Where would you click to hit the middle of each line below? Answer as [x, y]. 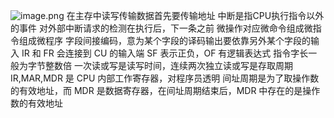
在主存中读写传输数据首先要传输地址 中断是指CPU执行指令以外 [195, 15]
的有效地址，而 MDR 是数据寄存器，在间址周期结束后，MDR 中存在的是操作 [165, 90]
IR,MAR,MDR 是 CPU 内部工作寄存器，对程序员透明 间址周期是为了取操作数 [165, 78]
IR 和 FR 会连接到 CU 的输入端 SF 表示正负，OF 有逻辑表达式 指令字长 [165, 53]
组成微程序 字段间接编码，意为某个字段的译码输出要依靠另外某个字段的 [164, 40]
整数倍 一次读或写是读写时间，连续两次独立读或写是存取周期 [168, 65]
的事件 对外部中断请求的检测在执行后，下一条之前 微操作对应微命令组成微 [161, 28]
